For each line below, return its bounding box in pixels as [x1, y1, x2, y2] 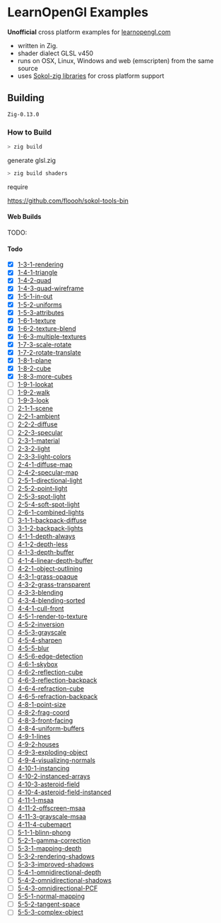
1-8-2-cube [17, 364, 52, 373]
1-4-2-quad [17, 276, 52, 285]
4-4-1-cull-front [17, 604, 64, 613]
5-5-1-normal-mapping [17, 892, 85, 900]
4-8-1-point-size [17, 700, 66, 708]
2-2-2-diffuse [17, 420, 58, 429]
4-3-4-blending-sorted [17, 596, 85, 604]
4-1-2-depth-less [17, 540, 68, 549]
